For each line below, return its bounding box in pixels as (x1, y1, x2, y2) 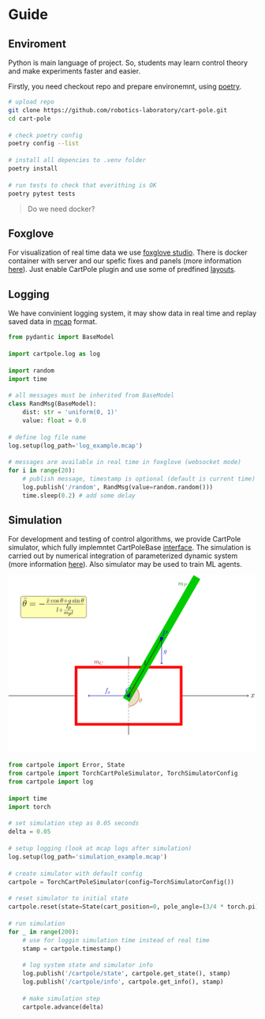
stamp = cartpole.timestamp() (22, 945, 122, 953)
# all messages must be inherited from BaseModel (8, 391, 175, 400)
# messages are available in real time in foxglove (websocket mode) (8, 459, 242, 466)
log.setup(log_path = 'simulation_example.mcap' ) (8, 852, 168, 861)
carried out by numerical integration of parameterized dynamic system (8, 551, 238, 560)
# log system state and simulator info (22, 961, 154, 969)
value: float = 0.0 (22, 417, 87, 425)
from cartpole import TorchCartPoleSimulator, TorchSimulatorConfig (8, 769, 238, 778)
